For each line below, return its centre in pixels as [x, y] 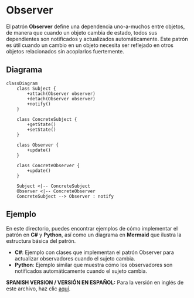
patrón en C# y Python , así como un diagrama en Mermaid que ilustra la [94, 235]
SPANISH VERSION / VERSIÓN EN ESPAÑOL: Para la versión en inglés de [95, 282]
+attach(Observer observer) [61, 94]
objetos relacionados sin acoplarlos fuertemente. [65, 51]
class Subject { [37, 89]
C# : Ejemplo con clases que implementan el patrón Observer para [94, 252]
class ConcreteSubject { [47, 119]
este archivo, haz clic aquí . [38, 289]
